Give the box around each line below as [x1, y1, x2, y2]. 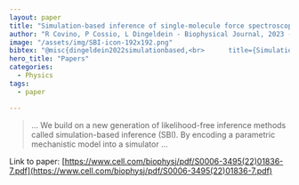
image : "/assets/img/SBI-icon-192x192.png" [9, 37, 174, 47]
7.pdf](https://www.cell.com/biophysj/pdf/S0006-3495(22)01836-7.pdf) [9, 165, 273, 176]
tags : [9, 79, 29, 88]
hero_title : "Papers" [9, 54, 90, 63]
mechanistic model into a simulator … [30, 139, 168, 149]
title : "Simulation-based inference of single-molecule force [9, 21, 245, 30]
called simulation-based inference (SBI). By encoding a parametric [30, 129, 276, 140]
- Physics [17, 71, 53, 80]
